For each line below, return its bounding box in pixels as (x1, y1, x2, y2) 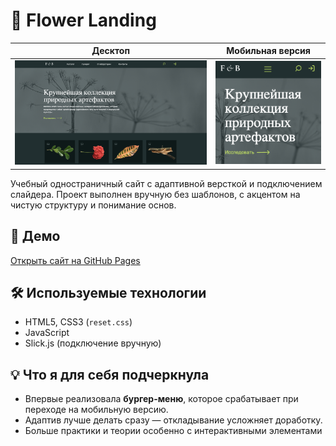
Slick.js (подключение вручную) (24, 337, 162, 349)
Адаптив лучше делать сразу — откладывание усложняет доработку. (24, 414, 323, 426)
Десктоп (91, 45, 130, 57)
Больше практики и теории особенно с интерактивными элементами (24, 425, 323, 437)
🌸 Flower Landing (10, 9, 157, 32)
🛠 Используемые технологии (10, 285, 207, 302)
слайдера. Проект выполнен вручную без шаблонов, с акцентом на (10, 188, 301, 200)
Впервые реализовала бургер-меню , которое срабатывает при (24, 393, 299, 405)
